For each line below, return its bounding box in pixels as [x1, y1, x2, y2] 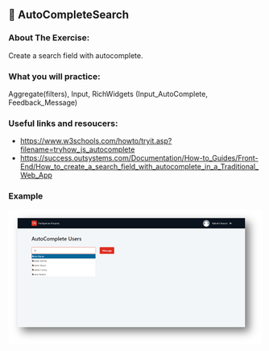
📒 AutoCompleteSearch [8, 8, 130, 22]
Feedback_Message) [8, 98, 78, 107]
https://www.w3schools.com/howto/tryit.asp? [19, 136, 172, 146]
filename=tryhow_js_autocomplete [19, 144, 135, 154]
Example [8, 190, 43, 202]
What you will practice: [8, 70, 101, 81]
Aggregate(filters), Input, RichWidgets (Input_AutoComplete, [8, 89, 208, 98]
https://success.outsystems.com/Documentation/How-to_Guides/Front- [19, 153, 259, 163]
